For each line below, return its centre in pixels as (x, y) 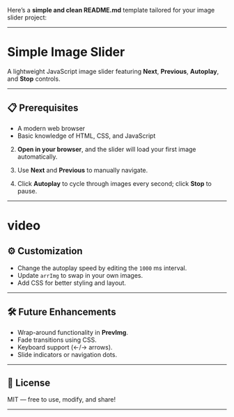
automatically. (37, 157)
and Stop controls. (34, 79)
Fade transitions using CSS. (57, 340)
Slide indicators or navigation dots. (67, 354)
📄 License (29, 383)
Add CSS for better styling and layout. (72, 283)
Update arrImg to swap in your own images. (80, 275)
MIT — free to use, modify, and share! (62, 400)
